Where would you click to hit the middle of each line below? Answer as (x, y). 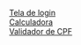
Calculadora (31, 22)
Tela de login (32, 13)
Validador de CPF (41, 31)
